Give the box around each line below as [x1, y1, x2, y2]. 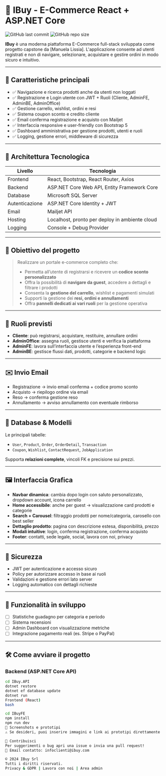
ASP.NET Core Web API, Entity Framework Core [47, 183, 158, 190]
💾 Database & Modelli [5, 418, 72, 427]
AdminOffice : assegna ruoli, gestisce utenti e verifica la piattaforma [12, 338, 151, 344]
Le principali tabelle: [5, 431, 46, 438]
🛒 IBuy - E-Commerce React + [5, 4, 129, 16]
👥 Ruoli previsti [5, 319, 52, 328]
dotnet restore [5, 684, 37, 689]
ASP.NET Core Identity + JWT [47, 200, 117, 207]
